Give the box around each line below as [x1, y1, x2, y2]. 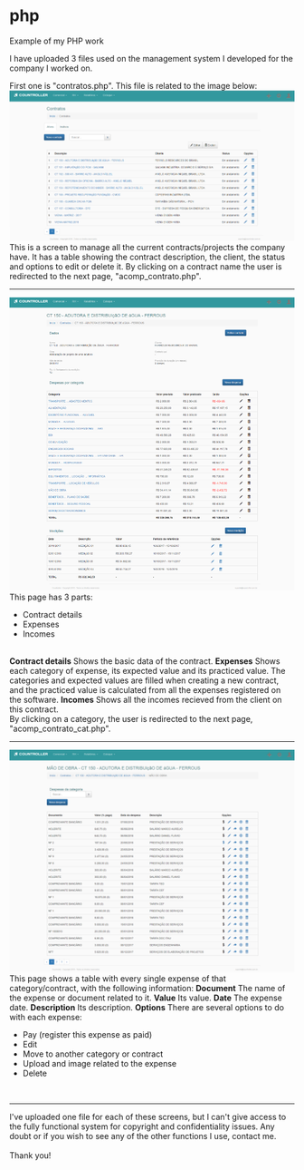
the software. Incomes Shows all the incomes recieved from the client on [9, 694, 282, 705]
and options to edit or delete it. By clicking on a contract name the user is [9, 260, 282, 272]
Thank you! [9, 1150, 52, 1161]
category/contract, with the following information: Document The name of [9, 983, 286, 994]
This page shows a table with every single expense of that [9, 973, 226, 984]
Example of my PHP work [9, 35, 104, 46]
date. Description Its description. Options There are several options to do [9, 1002, 285, 1013]
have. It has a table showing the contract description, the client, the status [9, 251, 286, 262]
